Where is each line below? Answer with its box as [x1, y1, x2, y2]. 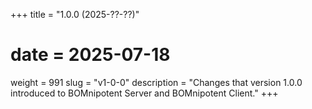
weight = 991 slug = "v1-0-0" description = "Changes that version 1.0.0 [10, 76, 303, 88]
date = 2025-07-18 [10, 44, 171, 66]
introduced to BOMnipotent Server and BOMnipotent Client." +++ [10, 87, 279, 99]
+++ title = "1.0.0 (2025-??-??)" [10, 9, 140, 20]
